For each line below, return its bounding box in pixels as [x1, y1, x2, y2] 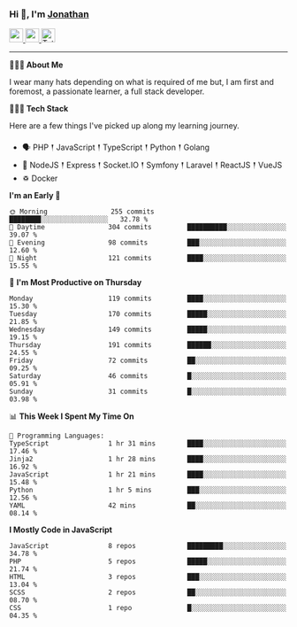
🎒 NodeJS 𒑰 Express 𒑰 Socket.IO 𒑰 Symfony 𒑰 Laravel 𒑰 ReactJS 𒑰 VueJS [21, 159, 283, 171]
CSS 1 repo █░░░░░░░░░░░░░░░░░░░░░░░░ [9, 604, 287, 613]
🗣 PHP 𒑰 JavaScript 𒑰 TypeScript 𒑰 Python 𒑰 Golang [21, 142, 210, 153]
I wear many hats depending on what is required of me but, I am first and [9, 77, 274, 88]
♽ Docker [21, 173, 58, 184]
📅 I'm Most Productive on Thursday [9, 277, 142, 288]
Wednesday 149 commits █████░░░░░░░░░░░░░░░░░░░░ [9, 325, 287, 335]
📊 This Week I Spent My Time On [9, 411, 134, 422]
